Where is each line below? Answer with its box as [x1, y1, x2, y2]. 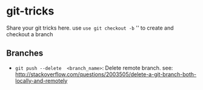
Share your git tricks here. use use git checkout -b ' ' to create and [6, 24, 174, 31]
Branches [6, 48, 44, 59]
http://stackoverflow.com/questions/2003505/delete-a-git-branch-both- [15, 71, 197, 78]
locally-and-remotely [15, 77, 68, 84]
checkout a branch [6, 30, 53, 37]
